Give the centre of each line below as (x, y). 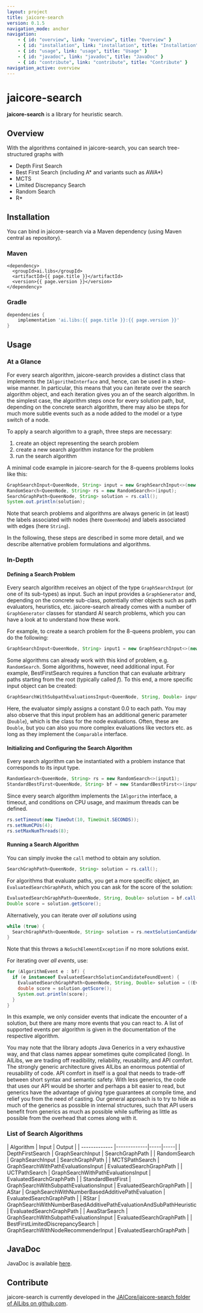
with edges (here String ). (39, 526)
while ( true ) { (26, 926)
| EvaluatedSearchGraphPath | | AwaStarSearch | (67, 1211)
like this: (17, 474)
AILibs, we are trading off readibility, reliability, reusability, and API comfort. (100, 1060)
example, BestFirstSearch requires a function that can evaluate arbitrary (96, 673)
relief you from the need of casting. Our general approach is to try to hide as (101, 1099)
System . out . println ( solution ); (46, 502)
